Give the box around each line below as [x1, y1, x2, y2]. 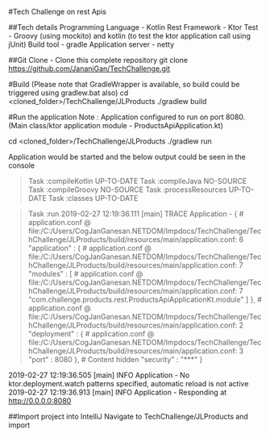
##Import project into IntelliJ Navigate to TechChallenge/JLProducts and [8, 411, 248, 421]
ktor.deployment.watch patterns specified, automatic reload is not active [8, 379, 249, 388]
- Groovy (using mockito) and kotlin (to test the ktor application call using [8, 31, 251, 40]
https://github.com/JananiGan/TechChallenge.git [8, 64, 171, 73]
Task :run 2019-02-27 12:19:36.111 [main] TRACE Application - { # [27, 209, 244, 219]
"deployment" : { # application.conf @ [27, 329, 155, 338]
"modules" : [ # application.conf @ [27, 269, 143, 278]
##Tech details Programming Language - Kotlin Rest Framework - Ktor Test [8, 23, 259, 31]
